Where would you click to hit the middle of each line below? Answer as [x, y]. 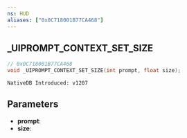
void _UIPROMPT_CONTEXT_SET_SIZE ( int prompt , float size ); [94, 71]
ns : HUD [18, 14]
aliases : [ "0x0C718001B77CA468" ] [55, 20]
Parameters [33, 104]
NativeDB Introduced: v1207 [48, 83]
